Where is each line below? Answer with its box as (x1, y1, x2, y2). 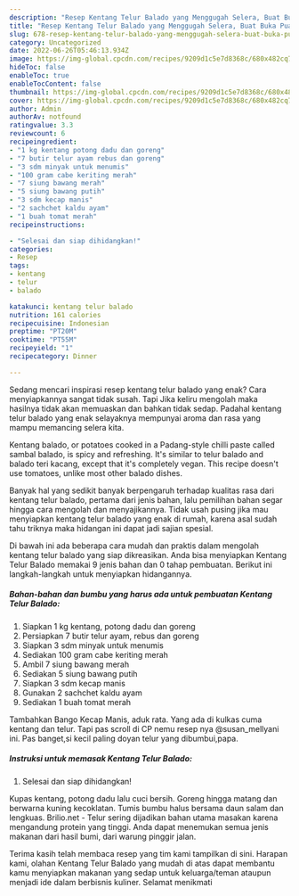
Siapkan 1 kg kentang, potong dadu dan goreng (21, 621, 196, 631)
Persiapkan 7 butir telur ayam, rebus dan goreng (21, 630, 200, 641)
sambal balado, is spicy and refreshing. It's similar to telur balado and (9, 448, 264, 459)
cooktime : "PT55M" (9, 335, 77, 344)
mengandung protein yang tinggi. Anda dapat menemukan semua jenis (9, 821, 269, 832)
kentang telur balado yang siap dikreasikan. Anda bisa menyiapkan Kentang (9, 549, 287, 560)
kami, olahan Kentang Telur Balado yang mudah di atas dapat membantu (9, 858, 276, 868)
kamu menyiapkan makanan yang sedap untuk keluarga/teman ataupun (9, 867, 271, 878)
